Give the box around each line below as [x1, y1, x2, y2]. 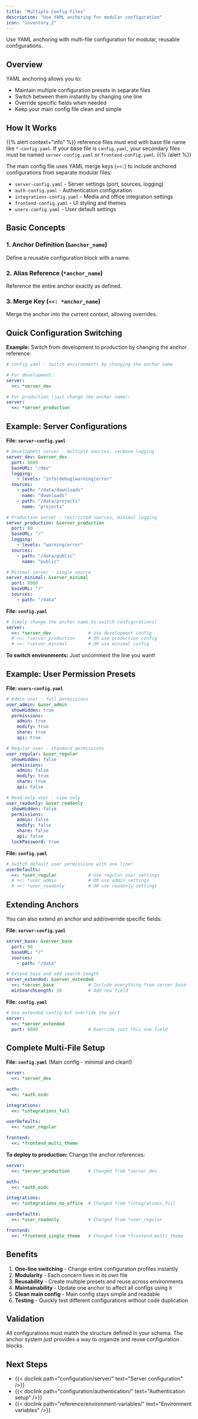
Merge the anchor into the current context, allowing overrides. [6, 311, 158, 318]
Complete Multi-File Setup [6, 1042, 105, 1053]
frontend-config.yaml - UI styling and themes [14, 199, 126, 206]
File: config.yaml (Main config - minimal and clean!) [6, 1058, 132, 1065]
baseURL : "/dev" [11, 465, 51, 471]
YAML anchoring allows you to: [6, 75, 82, 82]
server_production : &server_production [6, 520, 105, 526]
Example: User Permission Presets [6, 669, 136, 679]
